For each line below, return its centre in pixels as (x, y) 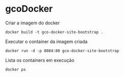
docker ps (16, 69)
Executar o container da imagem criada (46, 42)
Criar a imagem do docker (33, 23)
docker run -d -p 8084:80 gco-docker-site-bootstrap (62, 51)
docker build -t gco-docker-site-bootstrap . (54, 32)
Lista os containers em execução (40, 60)
